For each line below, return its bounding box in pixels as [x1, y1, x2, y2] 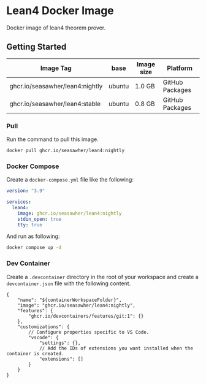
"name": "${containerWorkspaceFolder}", [17, 297, 122, 303]
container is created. [6, 350, 64, 356]
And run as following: [6, 232, 60, 240]
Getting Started [6, 42, 67, 52]
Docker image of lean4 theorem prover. [6, 24, 106, 31]
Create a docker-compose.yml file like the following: [6, 176, 134, 183]
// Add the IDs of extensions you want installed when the [39, 345, 193, 351]
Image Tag [40, 64, 72, 72]
